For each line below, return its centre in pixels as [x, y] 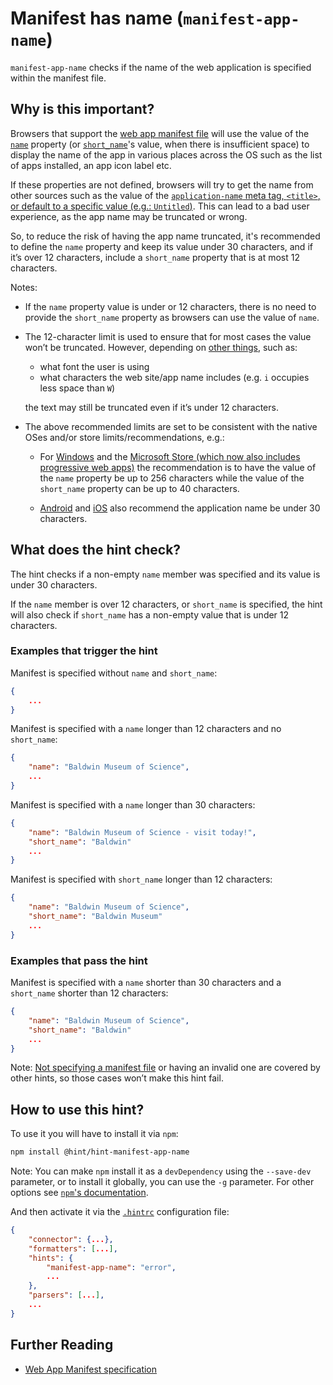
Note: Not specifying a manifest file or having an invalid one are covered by [165, 1068]
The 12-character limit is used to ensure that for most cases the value [168, 336]
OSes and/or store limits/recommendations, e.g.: [124, 437]
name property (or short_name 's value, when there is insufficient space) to [160, 144]
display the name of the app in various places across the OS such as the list [166, 154]
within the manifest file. [58, 78]
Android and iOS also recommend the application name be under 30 [180, 508]
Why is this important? [82, 109]
